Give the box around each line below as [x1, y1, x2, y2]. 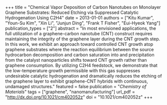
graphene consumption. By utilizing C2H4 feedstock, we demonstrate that [5, 62, 158, 68]
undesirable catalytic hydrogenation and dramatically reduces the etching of [5, 73, 162, 79]
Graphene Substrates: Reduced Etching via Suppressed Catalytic [5, 9, 139, 15]
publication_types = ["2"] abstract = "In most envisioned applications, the [5, 25, 156, 31]
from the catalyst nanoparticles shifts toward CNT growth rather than [5, 57, 147, 63]
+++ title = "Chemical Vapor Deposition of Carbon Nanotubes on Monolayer [5, 4, 161, 10]
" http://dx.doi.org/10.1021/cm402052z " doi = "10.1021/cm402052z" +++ [5, 94, 153, 100]
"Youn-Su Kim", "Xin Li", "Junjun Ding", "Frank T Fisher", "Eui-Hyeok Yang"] [5, 20, 161, 26]
